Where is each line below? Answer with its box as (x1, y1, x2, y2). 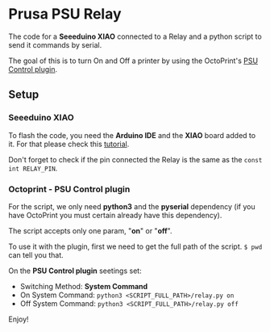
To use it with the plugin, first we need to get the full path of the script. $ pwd (8, 242, 263, 251)
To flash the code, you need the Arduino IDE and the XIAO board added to (8, 130, 256, 140)
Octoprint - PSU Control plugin (8, 183, 131, 195)
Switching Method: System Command (19, 281, 148, 291)
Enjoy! (8, 314, 30, 324)
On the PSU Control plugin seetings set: (8, 266, 143, 275)
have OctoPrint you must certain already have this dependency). (8, 210, 222, 220)
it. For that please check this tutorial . (8, 139, 130, 149)
